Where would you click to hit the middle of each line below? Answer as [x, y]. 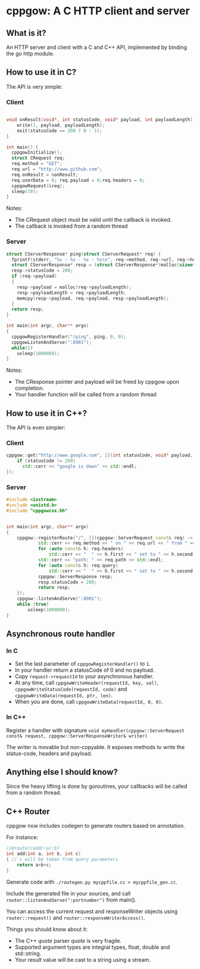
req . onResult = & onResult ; [45, 175]
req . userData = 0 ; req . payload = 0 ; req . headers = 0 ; [78, 180]
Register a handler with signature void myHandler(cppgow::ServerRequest [95, 730]
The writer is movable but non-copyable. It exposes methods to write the [96, 747]
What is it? [26, 33]
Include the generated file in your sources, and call [68, 893]
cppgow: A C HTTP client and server [98, 11]
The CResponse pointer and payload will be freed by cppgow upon [97, 382]
